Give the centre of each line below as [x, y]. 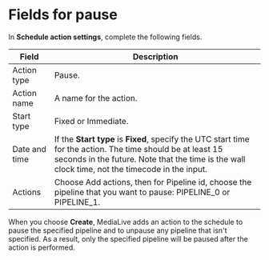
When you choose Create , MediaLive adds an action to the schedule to [126, 222]
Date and [29, 149]
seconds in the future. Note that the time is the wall [150, 159]
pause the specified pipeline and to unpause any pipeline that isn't [118, 230]
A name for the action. [96, 98]
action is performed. [42, 247]
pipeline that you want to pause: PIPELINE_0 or [142, 192]
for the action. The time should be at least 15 [139, 149]
